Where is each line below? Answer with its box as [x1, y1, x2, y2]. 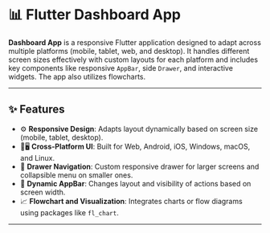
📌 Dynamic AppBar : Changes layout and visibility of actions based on [19, 178, 252, 188]
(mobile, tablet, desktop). [19, 133, 104, 142]
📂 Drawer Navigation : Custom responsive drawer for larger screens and [19, 161, 260, 171]
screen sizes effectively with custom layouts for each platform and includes [8, 55, 259, 64]
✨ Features [8, 103, 65, 117]
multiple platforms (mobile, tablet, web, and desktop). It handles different [8, 46, 250, 55]
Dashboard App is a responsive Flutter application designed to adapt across [8, 37, 261, 47]
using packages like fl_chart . [19, 207, 119, 217]
